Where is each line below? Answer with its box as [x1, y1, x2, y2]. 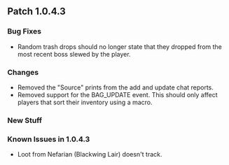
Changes [7, 67, 39, 77]
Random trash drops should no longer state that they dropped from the [17, 42, 223, 51]
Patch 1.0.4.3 [7, 6, 67, 17]
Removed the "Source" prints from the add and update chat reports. [17, 83, 214, 92]
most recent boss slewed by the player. [17, 50, 131, 58]
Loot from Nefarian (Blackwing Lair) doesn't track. [17, 150, 162, 159]
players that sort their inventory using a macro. [17, 98, 153, 106]
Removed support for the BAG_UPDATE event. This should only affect [17, 90, 218, 99]
